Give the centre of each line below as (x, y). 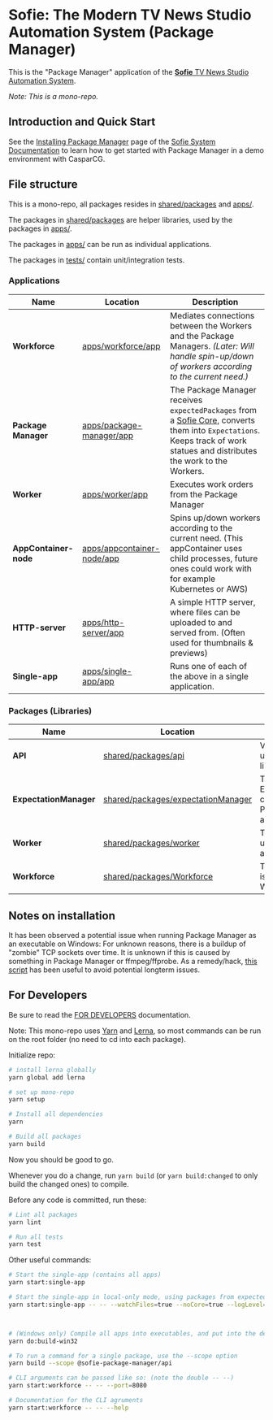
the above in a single (210, 676)
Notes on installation (62, 916)
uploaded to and (201, 622)
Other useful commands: (50, 1260)
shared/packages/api (144, 756)
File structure (43, 185)
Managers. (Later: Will (212, 345)
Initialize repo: (32, 1055)
